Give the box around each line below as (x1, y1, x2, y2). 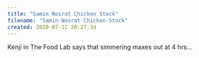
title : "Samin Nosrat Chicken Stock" (7, 10, 119, 18)
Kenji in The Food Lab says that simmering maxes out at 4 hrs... (7, 43, 193, 52)
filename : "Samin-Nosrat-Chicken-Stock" (7, 17, 129, 24)
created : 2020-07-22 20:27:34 (7, 23, 97, 30)
